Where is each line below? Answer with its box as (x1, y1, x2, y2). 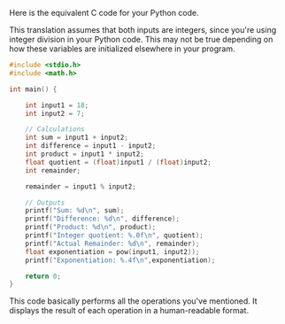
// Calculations (25, 125, 86, 134)
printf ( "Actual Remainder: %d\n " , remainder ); (25, 239, 200, 248)
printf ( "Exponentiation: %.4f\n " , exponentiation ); (25, 256, 216, 265)
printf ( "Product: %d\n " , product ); (25, 223, 157, 232)
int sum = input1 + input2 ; (25, 133, 128, 143)
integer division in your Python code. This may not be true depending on (9, 35, 273, 44)
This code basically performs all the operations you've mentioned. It (9, 296, 258, 306)
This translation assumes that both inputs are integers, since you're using (9, 25, 277, 35)
